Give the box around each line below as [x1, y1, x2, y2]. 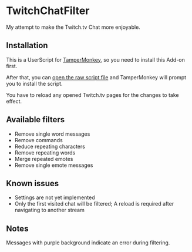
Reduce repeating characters [14, 143, 85, 150]
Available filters [6, 115, 65, 125]
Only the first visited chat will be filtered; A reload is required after [14, 200, 174, 207]
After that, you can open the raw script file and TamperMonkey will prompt [6, 73, 187, 80]
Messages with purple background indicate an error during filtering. [6, 239, 170, 246]
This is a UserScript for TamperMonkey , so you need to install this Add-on [6, 56, 185, 63]
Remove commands [14, 136, 63, 143]
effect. [6, 98, 22, 105]
